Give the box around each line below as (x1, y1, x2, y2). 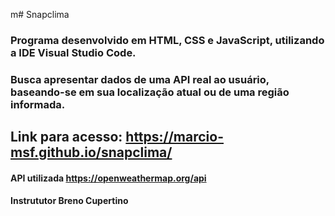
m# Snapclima (10, 9, 70, 20)
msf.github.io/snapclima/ (10, 144, 173, 161)
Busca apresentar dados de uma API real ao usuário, (10, 72, 270, 86)
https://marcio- (125, 129, 225, 146)
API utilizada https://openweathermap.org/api (10, 172, 207, 184)
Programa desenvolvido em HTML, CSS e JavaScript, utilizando (10, 33, 325, 47)
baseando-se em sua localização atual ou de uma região (10, 85, 290, 99)
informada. (10, 97, 66, 111)
